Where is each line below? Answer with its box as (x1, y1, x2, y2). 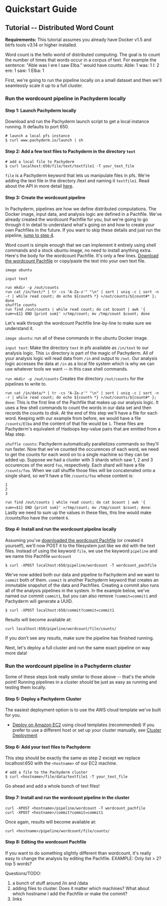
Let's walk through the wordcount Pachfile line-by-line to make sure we (5, 320, 152, 326)
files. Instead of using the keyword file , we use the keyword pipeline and (5, 548, 158, 554)
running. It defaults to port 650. (5, 124, 70, 130)
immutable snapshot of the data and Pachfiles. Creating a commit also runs (5, 582, 160, 588)
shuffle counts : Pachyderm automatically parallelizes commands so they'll (5, 441, 159, 447)
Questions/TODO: (5, 870, 41, 876)
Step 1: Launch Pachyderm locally (5, 107, 77, 113)
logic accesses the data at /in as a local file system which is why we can (5, 361, 155, 367)
